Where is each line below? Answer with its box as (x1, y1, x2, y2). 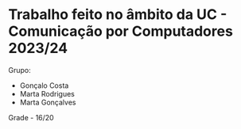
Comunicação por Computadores (8, 22, 233, 40)
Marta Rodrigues (19, 89, 76, 98)
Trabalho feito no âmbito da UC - (8, 6, 227, 24)
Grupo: (8, 65, 31, 74)
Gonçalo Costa (19, 81, 69, 90)
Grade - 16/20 (8, 112, 54, 122)
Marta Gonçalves (19, 97, 76, 107)
